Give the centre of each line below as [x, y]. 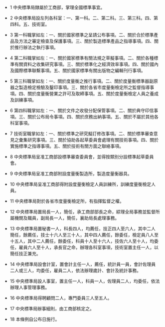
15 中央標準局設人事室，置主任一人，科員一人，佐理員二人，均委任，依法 [85, 281]
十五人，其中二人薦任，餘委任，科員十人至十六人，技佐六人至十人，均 [82, 241]
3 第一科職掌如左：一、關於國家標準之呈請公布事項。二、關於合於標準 [82, 35]
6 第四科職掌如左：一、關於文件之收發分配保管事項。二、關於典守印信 [82, 110]
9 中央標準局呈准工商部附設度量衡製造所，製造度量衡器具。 [71, 173]
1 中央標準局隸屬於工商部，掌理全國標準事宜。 [57, 7]
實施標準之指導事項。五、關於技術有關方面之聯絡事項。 [67, 146]
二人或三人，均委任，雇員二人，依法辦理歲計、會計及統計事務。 [75, 270]
